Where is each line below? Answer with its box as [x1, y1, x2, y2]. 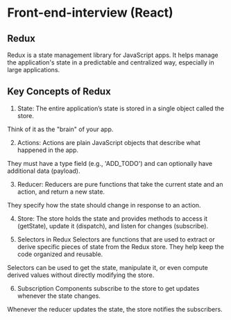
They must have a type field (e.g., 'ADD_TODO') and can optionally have [7, 159, 213, 167]
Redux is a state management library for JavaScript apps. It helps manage [7, 51, 219, 59]
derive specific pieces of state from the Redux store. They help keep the [17, 242, 224, 251]
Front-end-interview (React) [7, 5, 173, 21]
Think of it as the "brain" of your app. [7, 125, 114, 133]
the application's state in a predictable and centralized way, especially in [7, 58, 215, 67]
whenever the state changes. [17, 292, 101, 300]
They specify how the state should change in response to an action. [7, 201, 201, 209]
